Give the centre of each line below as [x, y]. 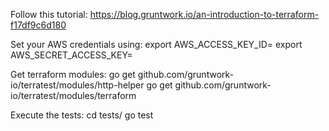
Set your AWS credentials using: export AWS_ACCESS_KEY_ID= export [156, 44]
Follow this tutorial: [49, 14]
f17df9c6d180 [38, 25]
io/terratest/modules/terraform [73, 95]
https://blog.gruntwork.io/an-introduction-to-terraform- [204, 14]
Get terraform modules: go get [73, 74]
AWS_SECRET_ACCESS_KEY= [71, 55]
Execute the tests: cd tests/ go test [82, 115]
